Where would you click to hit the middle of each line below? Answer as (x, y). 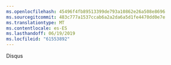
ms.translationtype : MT (36, 22)
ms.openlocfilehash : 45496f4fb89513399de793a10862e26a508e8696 (86, 12)
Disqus (15, 56)
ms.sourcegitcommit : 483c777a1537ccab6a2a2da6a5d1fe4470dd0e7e (86, 17)
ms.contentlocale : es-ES (37, 28)
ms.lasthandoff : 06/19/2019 (41, 34)
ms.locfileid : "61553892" (38, 39)
